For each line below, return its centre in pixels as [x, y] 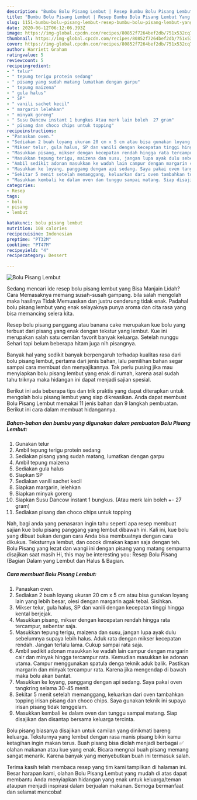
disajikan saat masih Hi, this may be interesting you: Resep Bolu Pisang [92, 555]
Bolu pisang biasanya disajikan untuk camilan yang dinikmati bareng [89, 730]
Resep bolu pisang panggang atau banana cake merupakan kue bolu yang [96, 325]
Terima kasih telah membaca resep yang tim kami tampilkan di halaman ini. [97, 767]
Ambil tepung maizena [42, 463]
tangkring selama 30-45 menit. [52, 688]
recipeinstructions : [32, 131]
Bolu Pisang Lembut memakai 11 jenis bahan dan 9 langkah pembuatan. [93, 403]
